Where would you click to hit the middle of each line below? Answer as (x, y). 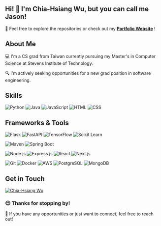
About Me (20, 44)
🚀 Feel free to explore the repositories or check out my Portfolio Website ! (80, 28)
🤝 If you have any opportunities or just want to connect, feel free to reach (79, 214)
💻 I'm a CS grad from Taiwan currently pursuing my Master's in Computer (80, 56)
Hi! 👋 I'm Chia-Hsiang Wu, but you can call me (77, 9)
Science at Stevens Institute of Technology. (49, 63)
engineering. (18, 80)
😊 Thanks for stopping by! (38, 203)
